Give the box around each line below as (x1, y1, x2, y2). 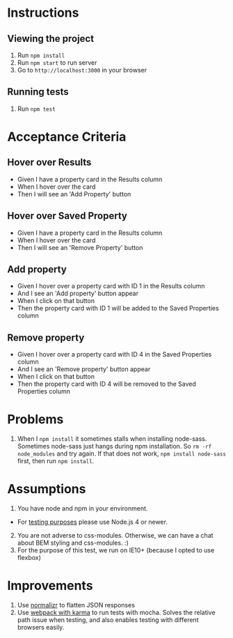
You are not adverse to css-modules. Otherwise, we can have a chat (17, 531, 214, 540)
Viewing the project (7, 33, 95, 45)
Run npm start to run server (17, 59, 97, 67)
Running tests (7, 86, 70, 98)
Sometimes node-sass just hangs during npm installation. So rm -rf (17, 442, 212, 451)
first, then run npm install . (17, 457, 95, 465)
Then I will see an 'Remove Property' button (17, 243, 143, 251)
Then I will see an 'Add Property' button (17, 189, 131, 198)
